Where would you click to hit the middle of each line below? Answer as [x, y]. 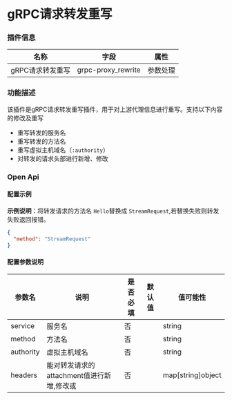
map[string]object [192, 375]
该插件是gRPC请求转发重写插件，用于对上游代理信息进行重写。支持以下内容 [115, 109]
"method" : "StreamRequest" [52, 239]
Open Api [23, 177]
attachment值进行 [76, 375]
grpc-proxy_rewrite [109, 70]
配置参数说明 [25, 262]
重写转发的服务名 [41, 133]
